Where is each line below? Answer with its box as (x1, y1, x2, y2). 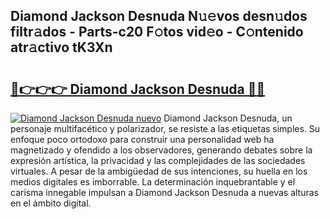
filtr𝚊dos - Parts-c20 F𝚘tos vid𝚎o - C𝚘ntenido (10, 24, 304, 41)
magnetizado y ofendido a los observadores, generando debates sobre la (10, 144, 313, 156)
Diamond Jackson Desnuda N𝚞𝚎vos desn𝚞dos (10, 8, 308, 25)
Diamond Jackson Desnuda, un (163, 112, 293, 124)
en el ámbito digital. (10, 197, 92, 209)
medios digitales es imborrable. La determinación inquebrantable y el (10, 176, 296, 188)
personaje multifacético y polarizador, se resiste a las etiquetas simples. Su (10, 123, 321, 134)
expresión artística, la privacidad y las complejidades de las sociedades (10, 155, 306, 166)
